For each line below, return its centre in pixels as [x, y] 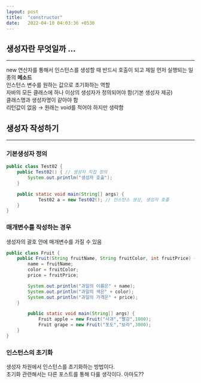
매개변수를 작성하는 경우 [39, 228]
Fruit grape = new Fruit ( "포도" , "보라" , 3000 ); [95, 325]
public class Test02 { [34, 167]
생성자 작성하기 [33, 128]
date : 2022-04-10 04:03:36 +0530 [51, 23]
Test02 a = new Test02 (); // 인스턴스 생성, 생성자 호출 [103, 200]
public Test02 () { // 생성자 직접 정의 [62, 172]
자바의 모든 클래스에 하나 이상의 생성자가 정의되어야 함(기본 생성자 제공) [89, 92]
